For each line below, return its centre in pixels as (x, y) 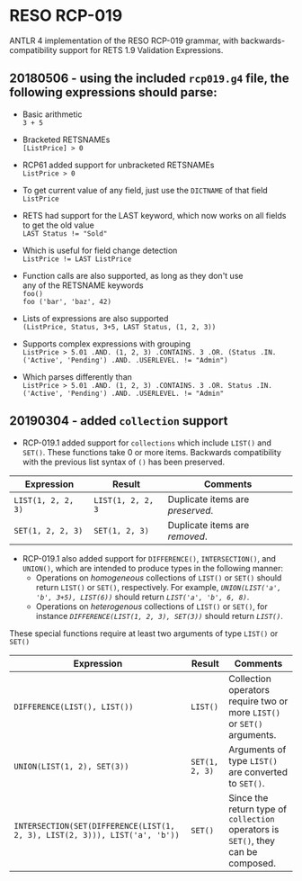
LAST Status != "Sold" (65, 234)
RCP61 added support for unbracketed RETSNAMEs (118, 165)
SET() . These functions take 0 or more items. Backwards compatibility (151, 452)
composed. (253, 863)
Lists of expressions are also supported (95, 318)
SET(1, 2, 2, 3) (49, 530)
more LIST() (255, 712)
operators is (254, 829)
